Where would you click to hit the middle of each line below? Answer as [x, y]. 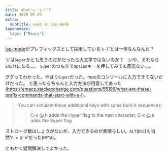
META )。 [51, 137]
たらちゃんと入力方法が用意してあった [82, 83]
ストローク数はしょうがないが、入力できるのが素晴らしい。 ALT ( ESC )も [78, 131]
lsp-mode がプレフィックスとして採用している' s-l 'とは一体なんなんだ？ [80, 49]
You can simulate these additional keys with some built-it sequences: [90, 105]
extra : [12, 19]
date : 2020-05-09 [24, 15]
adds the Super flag [51, 121]
